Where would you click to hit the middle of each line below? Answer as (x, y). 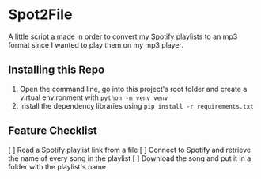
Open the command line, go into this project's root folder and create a (133, 89)
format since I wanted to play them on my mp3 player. (96, 44)
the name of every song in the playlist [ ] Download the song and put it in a (130, 158)
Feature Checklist (53, 131)
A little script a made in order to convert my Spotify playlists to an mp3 (123, 36)
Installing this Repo (57, 70)
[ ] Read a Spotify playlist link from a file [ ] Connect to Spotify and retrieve (130, 150)
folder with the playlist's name (57, 166)
